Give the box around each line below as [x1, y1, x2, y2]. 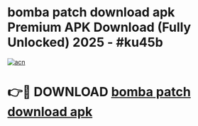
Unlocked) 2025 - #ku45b [7, 35, 163, 50]
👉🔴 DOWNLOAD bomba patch [7, 84, 192, 100]
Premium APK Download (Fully [7, 19, 192, 35]
